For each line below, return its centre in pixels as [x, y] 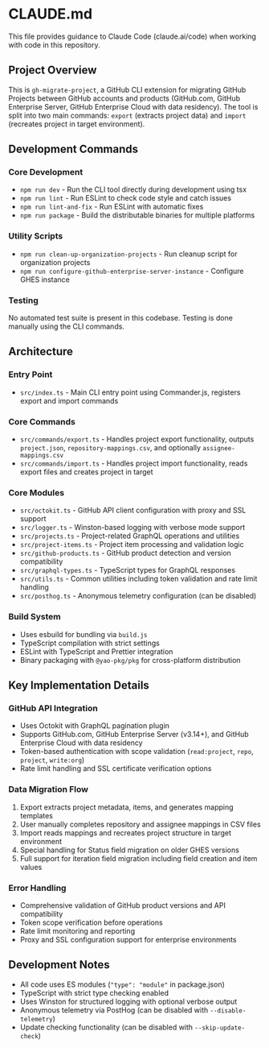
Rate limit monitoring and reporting [77, 930]
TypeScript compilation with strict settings [90, 643]
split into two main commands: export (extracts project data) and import [127, 115]
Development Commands [73, 149]
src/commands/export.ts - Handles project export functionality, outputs [137, 439]
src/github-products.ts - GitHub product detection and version [125, 553]
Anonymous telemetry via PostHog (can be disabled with [114, 1010]
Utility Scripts [36, 236]
